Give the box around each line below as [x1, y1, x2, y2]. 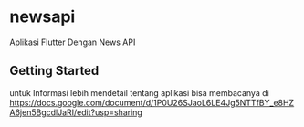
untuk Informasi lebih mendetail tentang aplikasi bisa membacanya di [9, 87, 269, 98]
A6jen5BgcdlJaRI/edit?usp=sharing [9, 107, 143, 118]
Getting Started [9, 63, 100, 79]
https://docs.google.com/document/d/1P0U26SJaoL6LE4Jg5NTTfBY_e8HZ [9, 97, 295, 108]
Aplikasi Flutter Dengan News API [9, 37, 136, 48]
